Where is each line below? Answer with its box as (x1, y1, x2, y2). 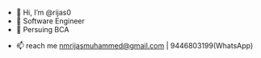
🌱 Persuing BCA (15, 25, 69, 34)
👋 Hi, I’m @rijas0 (15, 8, 71, 17)
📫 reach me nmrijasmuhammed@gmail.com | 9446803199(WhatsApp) (15, 41, 254, 50)
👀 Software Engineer (15, 16, 85, 26)
